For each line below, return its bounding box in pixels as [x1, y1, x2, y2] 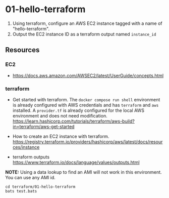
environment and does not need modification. [12, 112, 107, 118]
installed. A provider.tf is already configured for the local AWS [12, 107, 145, 113]
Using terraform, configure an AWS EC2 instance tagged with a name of [12, 20, 162, 26]
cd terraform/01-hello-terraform [5, 184, 76, 189]
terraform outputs [12, 153, 49, 160]
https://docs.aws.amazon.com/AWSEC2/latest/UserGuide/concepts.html [12, 72, 164, 78]
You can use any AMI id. [5, 174, 55, 180]
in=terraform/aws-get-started [12, 123, 75, 130]
